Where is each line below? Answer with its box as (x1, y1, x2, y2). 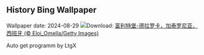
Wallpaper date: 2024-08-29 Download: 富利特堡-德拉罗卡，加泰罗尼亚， (6, 21, 198, 29)
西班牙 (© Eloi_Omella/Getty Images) (6, 29, 99, 37)
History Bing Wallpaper (6, 5, 97, 15)
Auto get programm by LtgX (6, 42, 77, 49)
